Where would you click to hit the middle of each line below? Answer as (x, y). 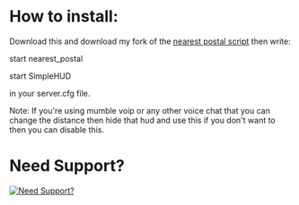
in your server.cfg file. (50, 93)
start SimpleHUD (40, 76)
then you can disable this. (57, 129)
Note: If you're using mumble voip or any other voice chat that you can (140, 110)
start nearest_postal (46, 58)
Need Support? (67, 166)
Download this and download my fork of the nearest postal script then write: (150, 41)
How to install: (64, 17)
